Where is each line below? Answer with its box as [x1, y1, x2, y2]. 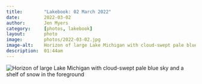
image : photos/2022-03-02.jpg [6, 37, 101, 43]
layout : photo [6, 31, 58, 37]
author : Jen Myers [6, 20, 69, 26]
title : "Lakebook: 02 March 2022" [6, 8, 112, 15]
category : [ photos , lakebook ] [6, 25, 93, 32]
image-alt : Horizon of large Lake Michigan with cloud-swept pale [6, 43, 185, 49]
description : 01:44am [6, 48, 63, 54]
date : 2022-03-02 [6, 14, 71, 20]
